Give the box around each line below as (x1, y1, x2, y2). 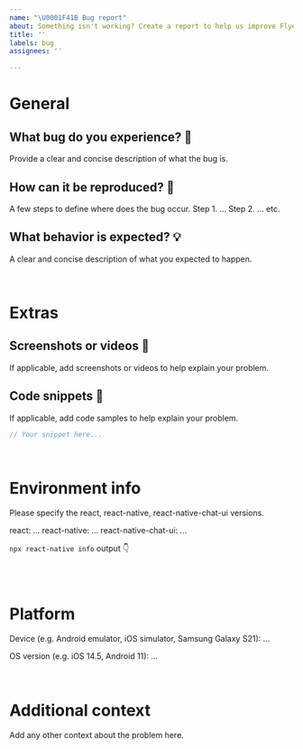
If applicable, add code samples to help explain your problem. (9, 412, 239, 423)
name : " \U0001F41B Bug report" (9, 13, 127, 23)
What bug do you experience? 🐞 (9, 129, 192, 144)
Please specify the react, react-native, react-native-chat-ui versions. (9, 507, 264, 519)
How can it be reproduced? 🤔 (9, 180, 175, 195)
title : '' (9, 30, 47, 39)
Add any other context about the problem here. (9, 730, 185, 741)
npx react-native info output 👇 (9, 543, 130, 554)
